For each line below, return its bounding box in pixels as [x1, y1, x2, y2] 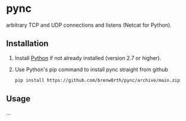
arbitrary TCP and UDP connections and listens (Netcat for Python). [6, 21, 172, 28]
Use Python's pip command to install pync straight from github [14, 66, 168, 73]
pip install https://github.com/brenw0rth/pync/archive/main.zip [14, 77, 180, 83]
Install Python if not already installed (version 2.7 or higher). [14, 54, 162, 61]
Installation [6, 39, 49, 49]
